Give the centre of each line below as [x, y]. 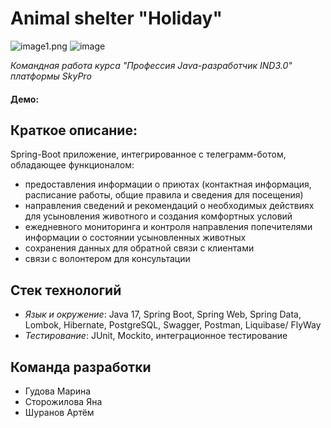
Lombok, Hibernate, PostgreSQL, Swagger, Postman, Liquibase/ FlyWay [173, 325]
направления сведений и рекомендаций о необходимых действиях [169, 206]
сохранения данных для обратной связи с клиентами [139, 248]
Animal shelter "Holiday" [116, 18]
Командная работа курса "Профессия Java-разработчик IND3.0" [151, 65]
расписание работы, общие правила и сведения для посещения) [164, 195]
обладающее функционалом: [72, 165]
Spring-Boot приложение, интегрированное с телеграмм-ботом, [148, 154]
